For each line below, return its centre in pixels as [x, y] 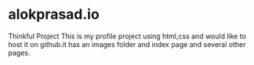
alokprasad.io [54, 14]
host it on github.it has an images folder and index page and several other [127, 44]
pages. [19, 52]
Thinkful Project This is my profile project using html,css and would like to [127, 36]
